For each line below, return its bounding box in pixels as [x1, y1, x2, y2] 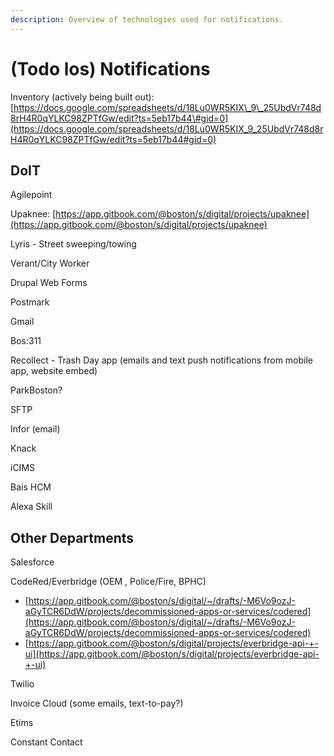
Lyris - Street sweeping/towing [10, 238, 137, 250]
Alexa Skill [10, 501, 53, 513]
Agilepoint [10, 189, 53, 201]
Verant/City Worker [10, 257, 90, 270]
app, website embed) [10, 365, 98, 377]
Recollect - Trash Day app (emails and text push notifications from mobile [10, 354, 314, 366]
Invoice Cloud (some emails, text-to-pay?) [10, 697, 184, 710]
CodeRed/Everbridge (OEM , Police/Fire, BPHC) [10, 576, 207, 588]
